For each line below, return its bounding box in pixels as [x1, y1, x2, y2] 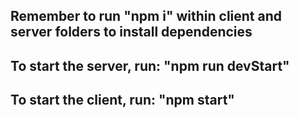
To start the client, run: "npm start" [10, 92, 235, 109]
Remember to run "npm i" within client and [10, 8, 283, 25]
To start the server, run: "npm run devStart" [10, 57, 290, 74]
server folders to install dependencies [10, 24, 253, 41]
